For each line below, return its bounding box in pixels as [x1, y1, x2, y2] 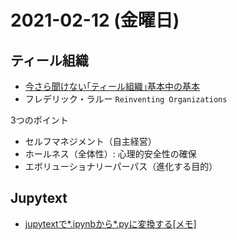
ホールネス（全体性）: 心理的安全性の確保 [24, 148, 197, 160]
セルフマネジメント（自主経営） [24, 136, 157, 147]
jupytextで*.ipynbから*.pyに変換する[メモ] [24, 217, 197, 230]
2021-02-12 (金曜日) [10, 9, 180, 32]
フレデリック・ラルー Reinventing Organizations [24, 93, 228, 105]
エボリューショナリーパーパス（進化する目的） [24, 161, 218, 172]
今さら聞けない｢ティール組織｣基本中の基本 [24, 81, 200, 92]
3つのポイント [10, 114, 69, 126]
